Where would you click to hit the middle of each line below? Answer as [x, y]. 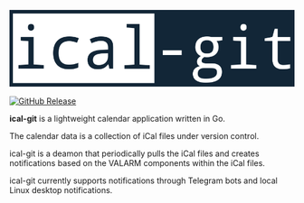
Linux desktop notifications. [61, 189]
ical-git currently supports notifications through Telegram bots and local [143, 180]
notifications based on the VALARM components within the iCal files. [137, 162]
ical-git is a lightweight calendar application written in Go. [118, 118]
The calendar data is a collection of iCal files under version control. [134, 135]
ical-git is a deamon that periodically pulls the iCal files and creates [134, 153]
